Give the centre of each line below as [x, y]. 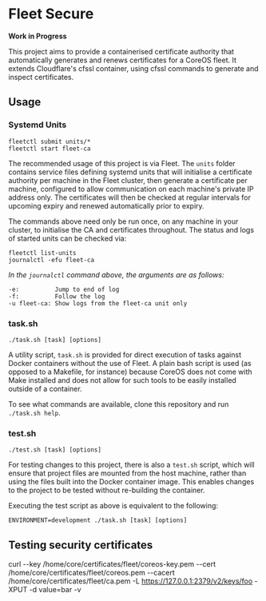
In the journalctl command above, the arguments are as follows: [116, 275]
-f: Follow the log [57, 297]
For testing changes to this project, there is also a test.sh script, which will [132, 465]
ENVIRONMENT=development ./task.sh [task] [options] [98, 520]
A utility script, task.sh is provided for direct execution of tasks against [125, 354]
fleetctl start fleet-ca [50, 149]
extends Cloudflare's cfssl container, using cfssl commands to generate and [133, 68]
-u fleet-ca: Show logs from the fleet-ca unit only [98, 303]
